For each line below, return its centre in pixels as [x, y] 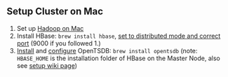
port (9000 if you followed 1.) [59, 43]
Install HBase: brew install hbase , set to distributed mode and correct [119, 36]
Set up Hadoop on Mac [50, 28]
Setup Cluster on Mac [55, 12]
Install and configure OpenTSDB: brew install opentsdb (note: [107, 50]
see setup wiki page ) [47, 65]
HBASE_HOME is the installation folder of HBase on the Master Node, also [118, 58]
